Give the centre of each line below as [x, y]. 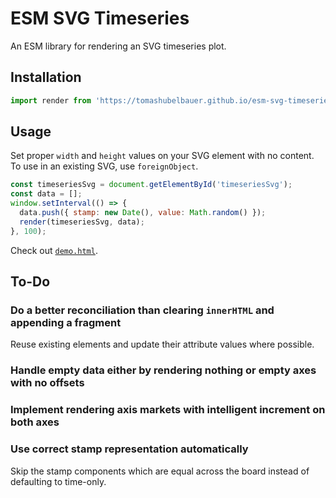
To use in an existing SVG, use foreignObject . [104, 166]
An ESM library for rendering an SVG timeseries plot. [118, 46]
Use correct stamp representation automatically [129, 449]
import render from [51, 100]
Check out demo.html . [54, 250]
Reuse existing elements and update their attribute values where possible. [162, 344]
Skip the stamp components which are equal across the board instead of [160, 471]
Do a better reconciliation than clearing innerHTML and [142, 310]
